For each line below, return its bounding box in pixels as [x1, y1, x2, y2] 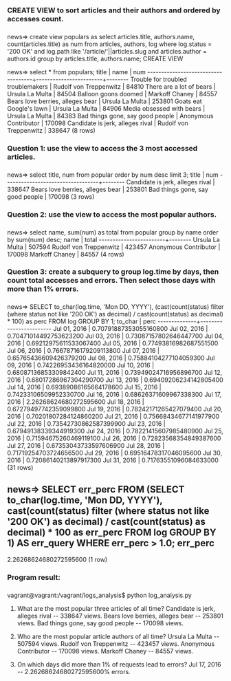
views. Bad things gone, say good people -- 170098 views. [16, 619, 184, 627]
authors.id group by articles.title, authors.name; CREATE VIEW [7, 54, 184, 63]
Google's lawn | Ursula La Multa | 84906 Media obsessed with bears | [7, 104, 206, 112]
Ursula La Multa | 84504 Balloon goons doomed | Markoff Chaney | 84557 [7, 89, 218, 98]
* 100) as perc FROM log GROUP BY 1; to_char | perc [7, 317, 156, 325]
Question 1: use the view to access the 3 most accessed [7, 143, 198, 153]
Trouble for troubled [130, 75, 187, 83]
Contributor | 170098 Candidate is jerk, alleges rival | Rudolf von [7, 119, 189, 127]
